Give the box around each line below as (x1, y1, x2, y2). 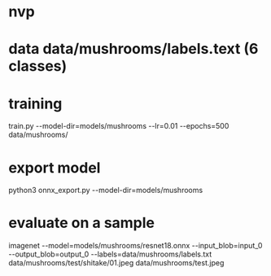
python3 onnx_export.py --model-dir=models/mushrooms (8, 186, 203, 195)
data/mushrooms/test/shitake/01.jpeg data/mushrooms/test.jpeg (8, 258, 225, 268)
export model (8, 158, 101, 177)
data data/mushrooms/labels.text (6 (8, 40, 259, 59)
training (8, 94, 63, 112)
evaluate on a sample (8, 214, 155, 232)
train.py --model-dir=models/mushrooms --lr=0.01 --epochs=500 (8, 121, 229, 131)
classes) (8, 57, 68, 76)
